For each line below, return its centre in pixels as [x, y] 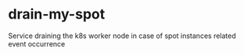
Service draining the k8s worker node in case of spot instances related [122, 36]
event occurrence [37, 43]
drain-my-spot [57, 14]
